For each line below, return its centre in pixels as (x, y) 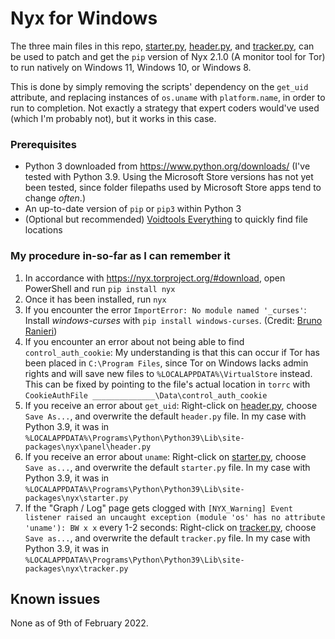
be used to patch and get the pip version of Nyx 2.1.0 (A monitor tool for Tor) (168, 56)
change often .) (55, 198)
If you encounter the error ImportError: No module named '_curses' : (165, 309)
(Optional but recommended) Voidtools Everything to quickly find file (166, 219)
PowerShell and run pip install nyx (100, 288)
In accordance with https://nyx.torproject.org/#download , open (155, 278)
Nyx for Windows (84, 18)
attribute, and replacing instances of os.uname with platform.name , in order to (168, 97)
